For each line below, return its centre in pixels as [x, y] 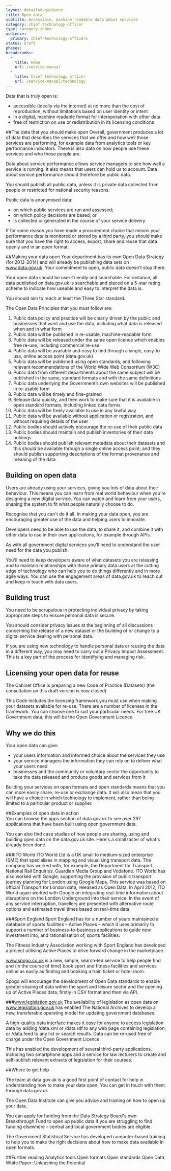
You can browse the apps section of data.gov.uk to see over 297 [74, 818]
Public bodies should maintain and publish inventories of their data [83, 432]
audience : [16, 34]
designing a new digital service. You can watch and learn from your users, [84, 499]
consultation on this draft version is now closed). [57, 691]
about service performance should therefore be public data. [68, 174]
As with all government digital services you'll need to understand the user [83, 545]
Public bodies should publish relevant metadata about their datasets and [89, 443]
